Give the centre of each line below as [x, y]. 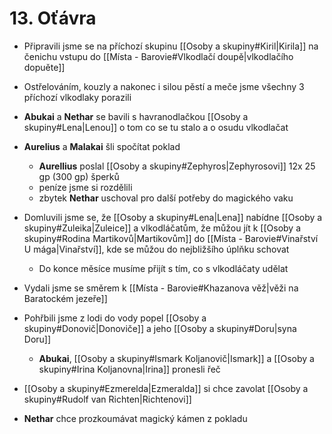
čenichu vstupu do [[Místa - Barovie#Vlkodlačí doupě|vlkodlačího [158, 56]
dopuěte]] [44, 67]
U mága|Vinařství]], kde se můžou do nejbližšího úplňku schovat [156, 249]
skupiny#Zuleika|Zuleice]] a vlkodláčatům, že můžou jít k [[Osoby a [162, 228]
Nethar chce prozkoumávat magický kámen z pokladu [135, 418]
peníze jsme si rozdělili [85, 187]
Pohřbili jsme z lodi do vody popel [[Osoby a [115, 318]
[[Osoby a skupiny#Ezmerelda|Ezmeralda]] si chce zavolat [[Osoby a [166, 388]
